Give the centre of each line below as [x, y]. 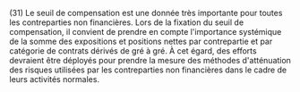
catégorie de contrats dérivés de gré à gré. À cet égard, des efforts [133, 51]
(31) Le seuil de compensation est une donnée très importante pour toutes [146, 13]
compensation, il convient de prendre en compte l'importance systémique [146, 32]
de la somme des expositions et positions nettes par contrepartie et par [141, 41]
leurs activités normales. [55, 79]
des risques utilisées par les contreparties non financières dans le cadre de [148, 70]
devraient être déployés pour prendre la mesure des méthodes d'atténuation [150, 60]
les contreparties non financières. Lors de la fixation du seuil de [127, 22]
